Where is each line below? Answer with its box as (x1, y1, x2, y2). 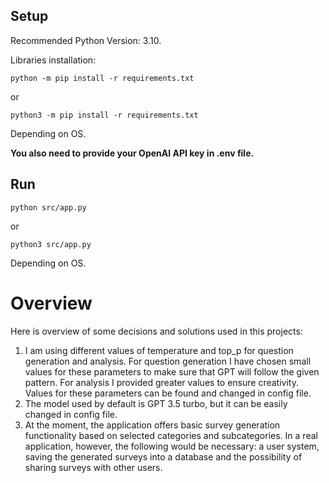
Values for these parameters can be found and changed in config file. (24, 387, 312, 399)
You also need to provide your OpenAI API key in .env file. (10, 147, 255, 159)
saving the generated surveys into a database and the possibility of (24, 450, 303, 463)
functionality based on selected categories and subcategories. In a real (24, 429, 318, 441)
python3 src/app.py (10, 239, 92, 249)
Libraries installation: (10, 54, 97, 66)
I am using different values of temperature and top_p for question (24, 344, 294, 356)
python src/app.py (10, 202, 87, 213)
